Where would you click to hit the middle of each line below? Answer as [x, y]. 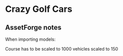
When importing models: [30, 39]
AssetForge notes [33, 28]
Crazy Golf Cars [39, 9]
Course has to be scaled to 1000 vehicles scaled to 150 [62, 49]
